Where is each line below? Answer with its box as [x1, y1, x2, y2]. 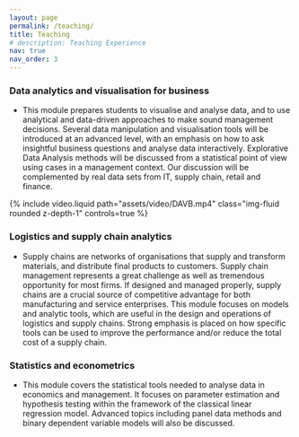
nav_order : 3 [9, 55, 58, 64]
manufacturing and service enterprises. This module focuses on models [22, 298, 289, 310]
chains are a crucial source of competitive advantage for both [22, 289, 251, 300]
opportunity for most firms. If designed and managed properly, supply [22, 279, 282, 290]
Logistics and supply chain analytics [9, 231, 172, 243]
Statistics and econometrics [9, 359, 136, 371]
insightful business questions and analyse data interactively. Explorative [22, 143, 289, 153]
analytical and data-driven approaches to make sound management [22, 114, 274, 126]
